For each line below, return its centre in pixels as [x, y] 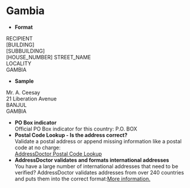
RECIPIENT [20, 38]
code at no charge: [37, 147]
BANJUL [16, 105]
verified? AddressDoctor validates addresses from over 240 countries [99, 172]
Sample [24, 81]
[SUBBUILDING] [26, 51]
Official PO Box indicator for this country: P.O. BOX [76, 129]
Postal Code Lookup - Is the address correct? [71, 135]
